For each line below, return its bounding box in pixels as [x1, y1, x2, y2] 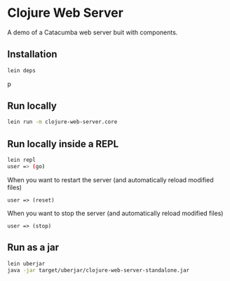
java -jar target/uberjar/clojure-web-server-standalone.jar [7, 266, 190, 274]
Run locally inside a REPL [7, 138, 119, 150]
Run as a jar [7, 242, 60, 254]
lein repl [7, 156, 36, 164]
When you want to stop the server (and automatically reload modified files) [7, 209, 224, 217]
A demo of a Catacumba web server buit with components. [7, 28, 178, 36]
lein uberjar [7, 260, 46, 267]
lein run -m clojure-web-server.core [7, 118, 118, 125]
